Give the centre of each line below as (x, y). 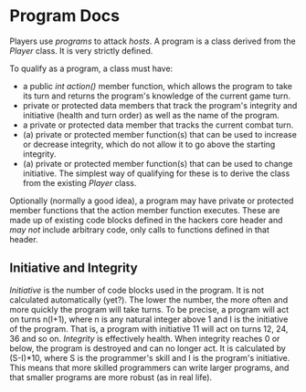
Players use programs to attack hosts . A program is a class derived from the (153, 41)
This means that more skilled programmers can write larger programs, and (149, 367)
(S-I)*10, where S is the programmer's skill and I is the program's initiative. (150, 357)
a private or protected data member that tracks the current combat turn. (158, 125)
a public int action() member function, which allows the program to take (157, 86)
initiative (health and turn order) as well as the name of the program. (151, 115)
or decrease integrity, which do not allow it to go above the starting (149, 144)
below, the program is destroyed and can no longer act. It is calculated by (148, 348)
